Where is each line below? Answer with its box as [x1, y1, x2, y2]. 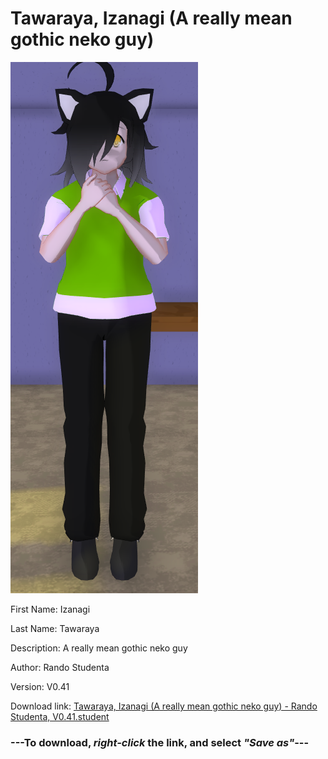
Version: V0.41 [10, 680, 70, 692]
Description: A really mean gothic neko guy [10, 642, 188, 654]
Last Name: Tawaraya [10, 622, 100, 634]
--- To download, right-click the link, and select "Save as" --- [10, 735, 310, 749]
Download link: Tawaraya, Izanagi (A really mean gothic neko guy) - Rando [10, 700, 318, 712]
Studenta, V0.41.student [10, 710, 110, 722]
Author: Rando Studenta [10, 661, 110, 673]
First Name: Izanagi [10, 603, 91, 615]
